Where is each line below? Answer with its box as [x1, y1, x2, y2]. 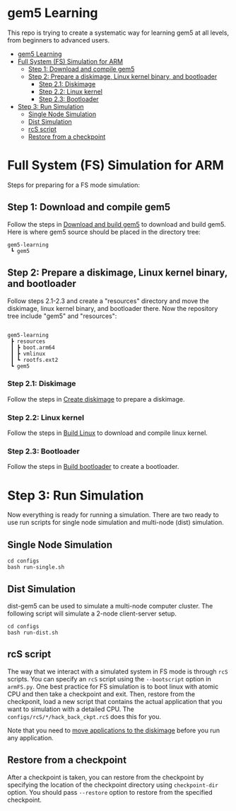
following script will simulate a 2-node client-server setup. [7, 609, 177, 618]
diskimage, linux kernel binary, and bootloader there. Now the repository [7, 304, 218, 312]
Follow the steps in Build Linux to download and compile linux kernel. [7, 429, 208, 437]
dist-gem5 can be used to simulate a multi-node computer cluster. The [7, 601, 213, 610]
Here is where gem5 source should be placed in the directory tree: [7, 227, 201, 236]
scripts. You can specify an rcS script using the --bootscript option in [7, 674, 211, 683]
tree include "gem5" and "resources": [7, 312, 117, 320]
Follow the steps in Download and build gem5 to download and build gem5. [7, 220, 226, 228]
